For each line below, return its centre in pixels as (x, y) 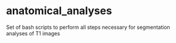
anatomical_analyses (59, 11)
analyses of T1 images (33, 33)
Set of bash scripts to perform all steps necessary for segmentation (88, 27)
